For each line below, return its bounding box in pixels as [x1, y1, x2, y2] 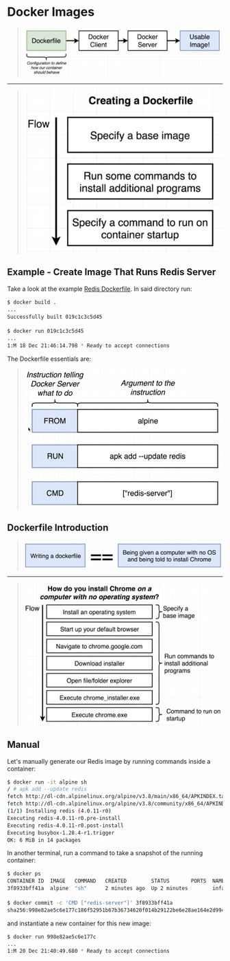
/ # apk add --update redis [7, 786, 88, 793]
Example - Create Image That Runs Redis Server [7, 266, 216, 278]
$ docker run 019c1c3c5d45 [7, 328, 84, 335]
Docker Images [7, 4, 94, 20]
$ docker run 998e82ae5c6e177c [7, 933, 97, 940]
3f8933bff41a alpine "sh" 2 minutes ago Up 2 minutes [7, 885, 188, 892]
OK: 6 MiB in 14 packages [7, 837, 81, 843]
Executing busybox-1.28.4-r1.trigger [7, 829, 115, 836]
